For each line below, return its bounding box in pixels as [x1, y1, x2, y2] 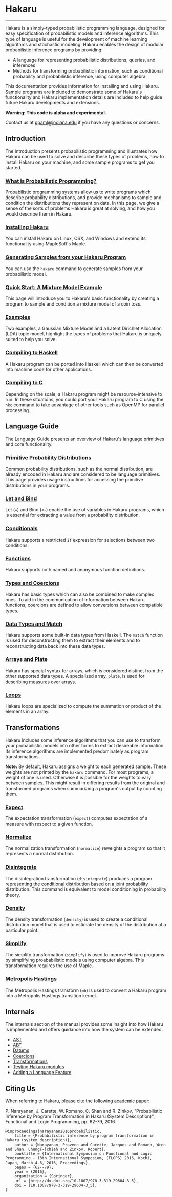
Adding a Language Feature [12, 1069, 72, 1076]
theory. [5, 891, 20, 898]
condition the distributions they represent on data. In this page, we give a [5, 200, 160, 206]
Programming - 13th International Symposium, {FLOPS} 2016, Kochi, [5, 1156, 153, 1161]
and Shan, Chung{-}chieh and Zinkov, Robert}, [5, 1147, 106, 1152]
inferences [12, 62, 36, 68]
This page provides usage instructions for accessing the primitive [5, 476, 143, 483]
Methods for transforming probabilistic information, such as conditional [12, 67, 163, 74]
